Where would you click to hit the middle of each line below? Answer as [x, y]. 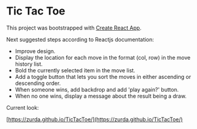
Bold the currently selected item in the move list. [75, 70]
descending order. [38, 83]
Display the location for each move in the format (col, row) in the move [103, 57]
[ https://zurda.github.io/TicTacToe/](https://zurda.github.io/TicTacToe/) [95, 119]
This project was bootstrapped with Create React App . [74, 28]
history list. [29, 64]
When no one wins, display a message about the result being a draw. [101, 96]
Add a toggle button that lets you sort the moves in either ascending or [103, 77]
